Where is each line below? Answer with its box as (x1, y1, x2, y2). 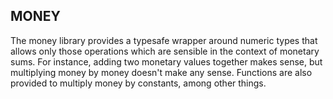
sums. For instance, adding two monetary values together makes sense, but (10, 55, 323, 68)
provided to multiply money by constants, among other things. (10, 77, 267, 89)
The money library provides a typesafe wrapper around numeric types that (10, 34, 318, 46)
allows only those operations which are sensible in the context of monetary (10, 45, 320, 57)
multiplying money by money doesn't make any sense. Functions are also (10, 66, 313, 78)
